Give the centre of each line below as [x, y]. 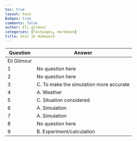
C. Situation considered [63, 100]
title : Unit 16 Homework [30, 37]
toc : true [15, 9]
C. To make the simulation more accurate [83, 84]
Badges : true [18, 18]
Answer [83, 53]
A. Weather [49, 92]
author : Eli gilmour [26, 28]
